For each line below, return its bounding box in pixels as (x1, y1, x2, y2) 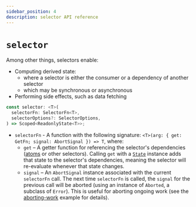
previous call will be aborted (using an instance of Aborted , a (23, 181, 170, 188)
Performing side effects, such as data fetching (14, 93, 127, 100)
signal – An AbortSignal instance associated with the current (23, 169, 171, 176)
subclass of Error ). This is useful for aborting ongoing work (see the (23, 188, 189, 195)
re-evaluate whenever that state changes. (23, 162, 125, 169)
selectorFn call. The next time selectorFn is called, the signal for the (23, 175, 191, 182)
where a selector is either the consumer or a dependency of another (23, 74, 189, 81)
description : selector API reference (6, 14, 99, 20)
